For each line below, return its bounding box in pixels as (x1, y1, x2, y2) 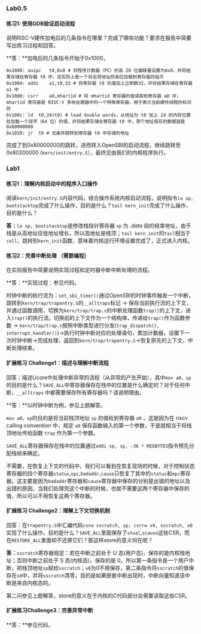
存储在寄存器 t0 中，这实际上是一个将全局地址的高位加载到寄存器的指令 (10, 74, 165, 80)
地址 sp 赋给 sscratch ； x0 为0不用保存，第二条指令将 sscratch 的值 (32, 564, 190, 571)
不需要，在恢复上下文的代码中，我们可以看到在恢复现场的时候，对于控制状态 (6, 462, 195, 469)
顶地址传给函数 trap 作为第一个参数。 (6, 429, 99, 436)
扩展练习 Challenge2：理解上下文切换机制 (6, 507, 111, 514)
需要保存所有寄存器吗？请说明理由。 (55, 389, 145, 396)
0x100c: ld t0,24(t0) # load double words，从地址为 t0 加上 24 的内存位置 (6, 112, 191, 118)
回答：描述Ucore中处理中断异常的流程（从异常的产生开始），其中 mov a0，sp (6, 374, 191, 381)
